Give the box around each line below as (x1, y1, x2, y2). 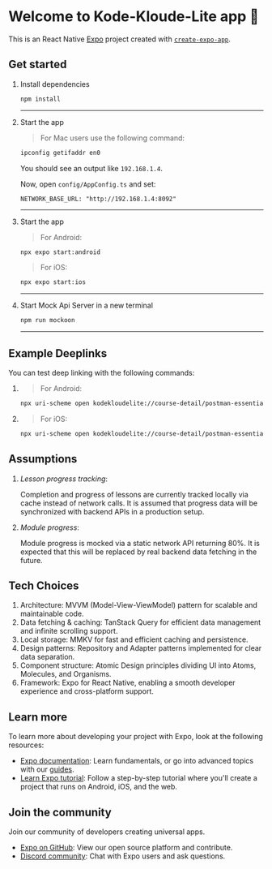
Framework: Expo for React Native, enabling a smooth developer (19, 678, 236, 688)
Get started (8, 58, 67, 71)
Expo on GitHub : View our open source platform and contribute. (19, 842, 233, 852)
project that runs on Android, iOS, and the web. (19, 782, 178, 792)
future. (19, 555, 43, 565)
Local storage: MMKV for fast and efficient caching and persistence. (19, 635, 249, 644)
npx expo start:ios (19, 278, 87, 286)
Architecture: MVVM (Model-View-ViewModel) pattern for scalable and (19, 600, 257, 610)
